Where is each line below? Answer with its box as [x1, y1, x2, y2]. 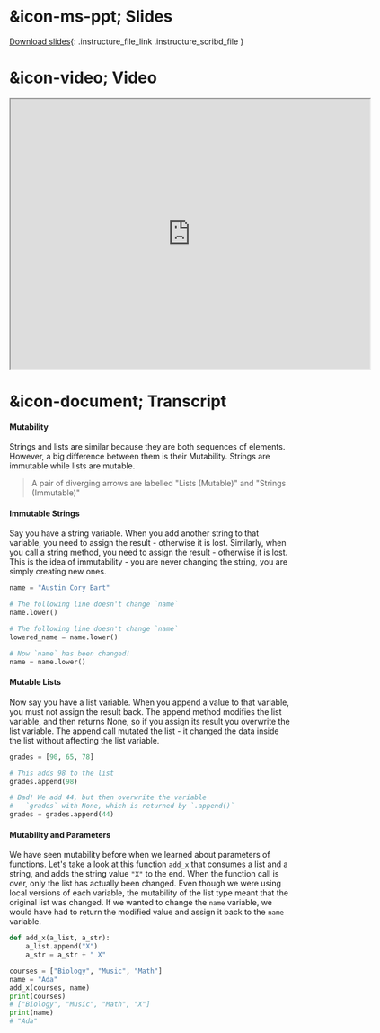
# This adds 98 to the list [9, 769, 115, 778]
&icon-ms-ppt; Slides [9, 6, 173, 27]
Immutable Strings [9, 508, 81, 519]
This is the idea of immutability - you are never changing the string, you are [9, 557, 288, 567]
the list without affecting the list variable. [9, 735, 160, 745]
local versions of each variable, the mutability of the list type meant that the [9, 887, 289, 898]
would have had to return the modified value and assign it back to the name [9, 906, 285, 918]
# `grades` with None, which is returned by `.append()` [9, 802, 235, 811]
